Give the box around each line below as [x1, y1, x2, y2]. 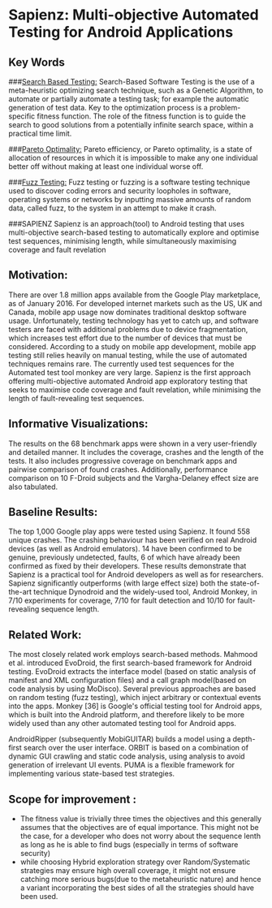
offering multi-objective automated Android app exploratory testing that [8, 376, 248, 386]
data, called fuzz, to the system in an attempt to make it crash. [8, 203, 217, 213]
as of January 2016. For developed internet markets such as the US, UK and [8, 298, 262, 308]
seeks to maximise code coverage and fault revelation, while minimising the [8, 384, 261, 395]
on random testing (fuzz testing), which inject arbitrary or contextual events [8, 693, 261, 703]
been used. [19, 892, 58, 902]
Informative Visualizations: [8, 417, 149, 431]
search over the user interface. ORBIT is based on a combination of [23, 743, 249, 753]
